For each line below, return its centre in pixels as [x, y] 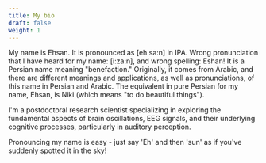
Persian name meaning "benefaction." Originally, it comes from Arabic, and [131, 70]
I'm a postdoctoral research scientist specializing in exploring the [115, 110]
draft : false [30, 23]
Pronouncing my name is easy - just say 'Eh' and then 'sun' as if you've [125, 142]
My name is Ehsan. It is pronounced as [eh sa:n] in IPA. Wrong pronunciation [133, 53]
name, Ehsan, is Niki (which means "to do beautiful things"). [106, 95]
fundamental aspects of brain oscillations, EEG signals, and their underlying [132, 119]
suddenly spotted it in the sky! [58, 150]
